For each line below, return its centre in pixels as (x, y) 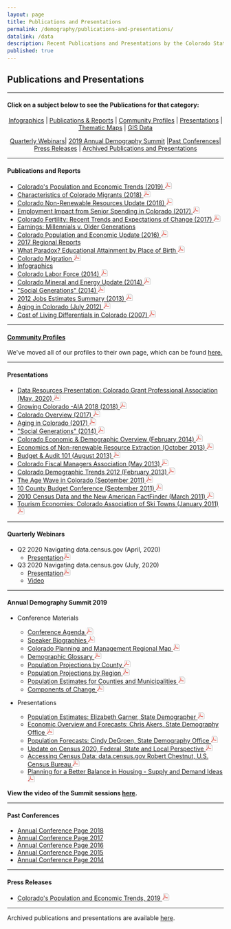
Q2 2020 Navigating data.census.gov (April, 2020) (89, 549)
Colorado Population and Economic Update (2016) (88, 235)
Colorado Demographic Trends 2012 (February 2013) (92, 472)
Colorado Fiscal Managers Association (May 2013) (88, 463)
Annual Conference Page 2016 (60, 845)
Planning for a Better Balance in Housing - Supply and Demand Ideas (125, 772)
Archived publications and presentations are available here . (91, 918)
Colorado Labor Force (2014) (58, 274)
